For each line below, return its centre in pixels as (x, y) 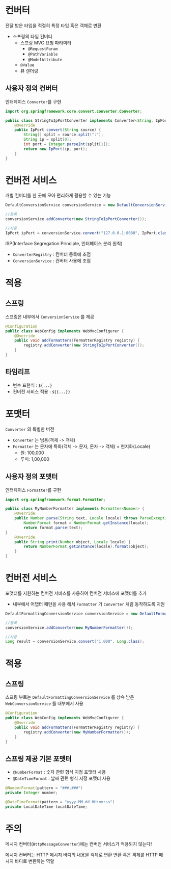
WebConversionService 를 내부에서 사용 (45, 703)
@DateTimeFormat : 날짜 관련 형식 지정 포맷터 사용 (62, 778)
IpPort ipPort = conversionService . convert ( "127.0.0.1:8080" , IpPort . (82, 233)
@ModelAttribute (45, 60)
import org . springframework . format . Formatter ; (55, 499)
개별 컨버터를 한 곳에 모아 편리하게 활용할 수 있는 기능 (58, 195)
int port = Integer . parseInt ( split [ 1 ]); (67, 144)
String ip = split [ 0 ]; (48, 140)
